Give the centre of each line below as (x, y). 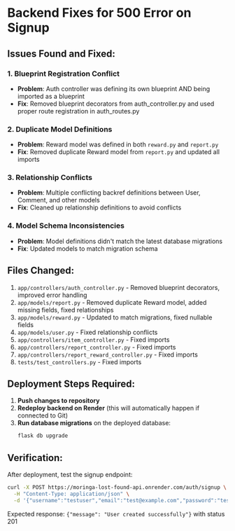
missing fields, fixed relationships (65, 310)
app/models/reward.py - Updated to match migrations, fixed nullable (115, 317)
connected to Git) (43, 415)
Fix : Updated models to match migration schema (88, 248)
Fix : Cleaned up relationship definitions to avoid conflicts (99, 207)
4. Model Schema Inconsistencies (66, 226)
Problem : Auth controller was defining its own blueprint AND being (114, 88)
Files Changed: (41, 271)
